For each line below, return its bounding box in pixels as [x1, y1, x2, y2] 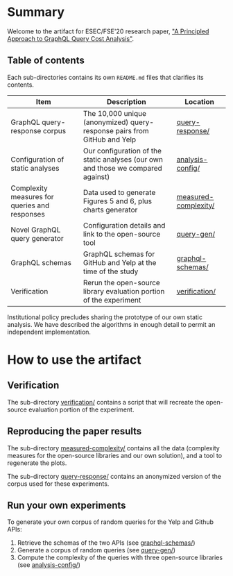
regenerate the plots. [7, 459, 67, 467]
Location [184, 96, 215, 106]
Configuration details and [83, 220, 166, 230]
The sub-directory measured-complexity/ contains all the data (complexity [7, 443, 220, 452]
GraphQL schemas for [83, 249, 155, 259]
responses [10, 209, 45, 219]
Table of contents [7, 55, 85, 67]
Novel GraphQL [10, 225, 61, 235]
